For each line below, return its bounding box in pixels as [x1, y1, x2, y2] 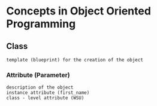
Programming [6, 17, 76, 31]
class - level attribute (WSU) [6, 95, 84, 101]
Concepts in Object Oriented [6, 4, 152, 18]
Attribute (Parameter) [6, 70, 70, 79]
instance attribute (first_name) [6, 90, 90, 96]
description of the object [6, 84, 74, 91]
